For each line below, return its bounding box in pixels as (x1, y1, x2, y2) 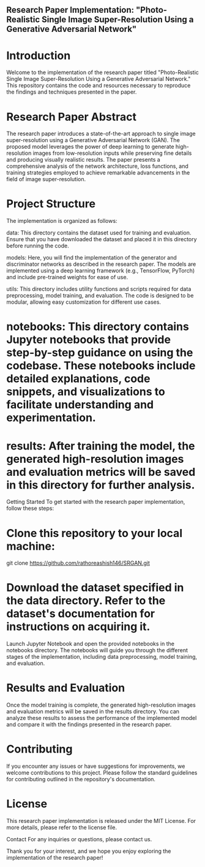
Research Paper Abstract (6, 110, 136, 124)
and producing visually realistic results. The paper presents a (6, 156, 160, 163)
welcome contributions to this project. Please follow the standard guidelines (6, 769, 198, 776)
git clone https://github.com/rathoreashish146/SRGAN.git (6, 560, 150, 567)
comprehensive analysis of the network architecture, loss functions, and (6, 162, 188, 170)
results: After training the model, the (6, 439, 195, 452)
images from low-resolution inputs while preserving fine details (32, 149, 192, 157)
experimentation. (6, 411, 96, 425)
